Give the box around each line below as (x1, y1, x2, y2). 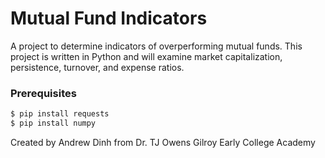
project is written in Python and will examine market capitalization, (10, 50, 283, 62)
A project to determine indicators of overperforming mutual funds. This (10, 40, 303, 52)
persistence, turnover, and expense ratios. (10, 61, 185, 73)
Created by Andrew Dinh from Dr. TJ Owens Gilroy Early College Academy (10, 136, 316, 148)
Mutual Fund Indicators (10, 7, 208, 30)
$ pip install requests (10, 109, 110, 119)
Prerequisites (10, 86, 77, 100)
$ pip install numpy (10, 118, 97, 129)
